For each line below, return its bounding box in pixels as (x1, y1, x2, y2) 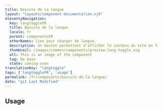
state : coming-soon (9, 61, 49, 66)
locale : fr (9, 30, 32, 34)
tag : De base (9, 57, 36, 62)
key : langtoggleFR (9, 20, 47, 26)
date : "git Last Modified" (5, 79, 60, 84)
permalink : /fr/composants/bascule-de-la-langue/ (5, 75, 108, 79)
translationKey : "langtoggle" (5, 66, 66, 71)
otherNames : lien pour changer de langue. (9, 39, 97, 44)
